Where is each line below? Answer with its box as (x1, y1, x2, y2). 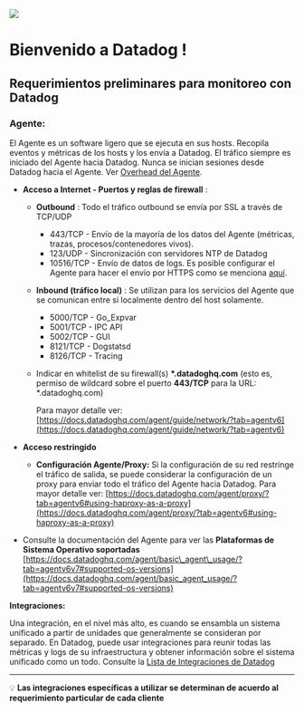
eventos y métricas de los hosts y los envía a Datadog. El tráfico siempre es (9, 147, 291, 158)
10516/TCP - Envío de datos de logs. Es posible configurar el (49, 257, 276, 268)
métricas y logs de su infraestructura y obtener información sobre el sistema (9, 646, 295, 657)
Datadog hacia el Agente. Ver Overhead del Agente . (9, 166, 203, 177)
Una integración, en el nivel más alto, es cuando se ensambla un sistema (9, 617, 280, 629)
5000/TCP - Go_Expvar (49, 312, 138, 322)
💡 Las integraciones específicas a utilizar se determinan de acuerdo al (9, 682, 279, 693)
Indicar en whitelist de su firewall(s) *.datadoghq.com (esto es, (35, 368, 273, 379)
